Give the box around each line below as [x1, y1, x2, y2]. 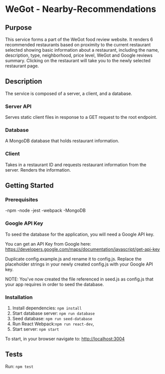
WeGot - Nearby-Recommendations [5, 3, 157, 15]
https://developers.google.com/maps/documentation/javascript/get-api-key [5, 246, 160, 252]
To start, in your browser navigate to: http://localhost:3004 [5, 336, 125, 342]
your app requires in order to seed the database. [5, 281, 104, 287]
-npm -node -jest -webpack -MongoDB [5, 207, 86, 213]
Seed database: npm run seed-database [12, 315, 93, 321]
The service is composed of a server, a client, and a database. [5, 91, 132, 96]
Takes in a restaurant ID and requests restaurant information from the [5, 162, 147, 168]
